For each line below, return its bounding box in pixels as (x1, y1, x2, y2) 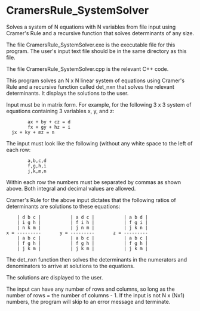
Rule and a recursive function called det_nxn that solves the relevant (6, 83, 175, 90)
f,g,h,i (27, 163, 47, 169)
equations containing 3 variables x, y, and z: (6, 107, 115, 114)
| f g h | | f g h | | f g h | (17, 240, 148, 246)
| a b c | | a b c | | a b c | (17, 235, 148, 241)
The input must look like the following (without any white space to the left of (6, 139, 193, 147)
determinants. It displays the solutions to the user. (6, 89, 129, 97)
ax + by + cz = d (27, 119, 70, 125)
